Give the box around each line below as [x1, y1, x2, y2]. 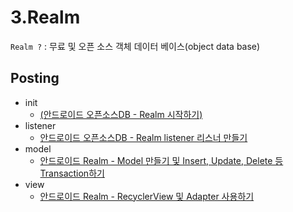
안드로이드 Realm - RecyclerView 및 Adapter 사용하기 [39, 190, 255, 202]
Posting [10, 70, 60, 87]
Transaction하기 [39, 167, 105, 179]
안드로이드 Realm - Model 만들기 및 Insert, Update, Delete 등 [39, 154, 284, 166]
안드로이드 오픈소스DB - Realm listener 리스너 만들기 [39, 131, 248, 143]
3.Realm [10, 6, 81, 29]
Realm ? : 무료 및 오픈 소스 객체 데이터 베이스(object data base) [10, 40, 261, 52]
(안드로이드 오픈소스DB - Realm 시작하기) [39, 108, 203, 120]
